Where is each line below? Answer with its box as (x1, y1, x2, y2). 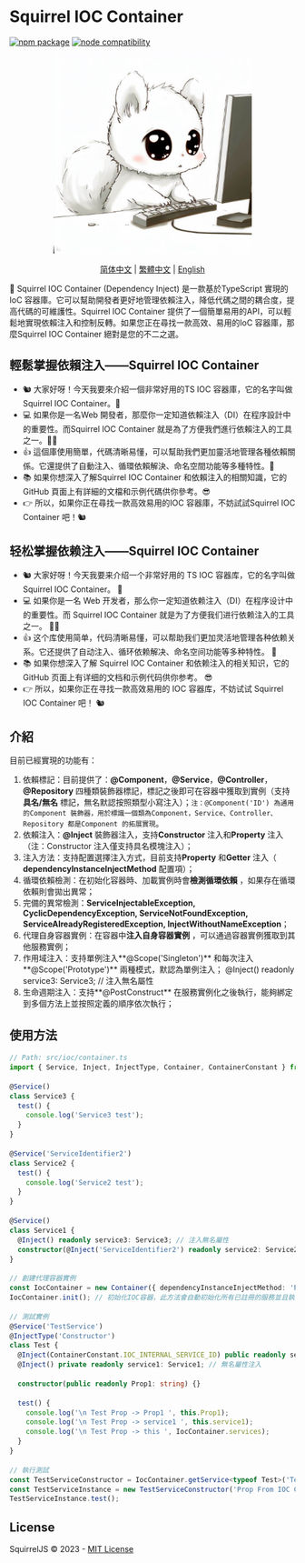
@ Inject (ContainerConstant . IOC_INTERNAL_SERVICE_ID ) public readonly (17, 1350, 286, 1360)
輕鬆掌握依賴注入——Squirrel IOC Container (9, 357, 260, 374)
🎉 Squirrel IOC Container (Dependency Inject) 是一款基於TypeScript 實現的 (9, 283, 289, 294)
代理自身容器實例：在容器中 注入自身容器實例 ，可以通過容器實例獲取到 (22, 930, 288, 941)
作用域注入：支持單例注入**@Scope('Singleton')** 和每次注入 (22, 953, 254, 964)
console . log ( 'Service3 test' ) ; (25, 1111, 144, 1120)
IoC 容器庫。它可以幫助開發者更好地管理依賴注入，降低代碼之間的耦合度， (9, 294, 288, 306)
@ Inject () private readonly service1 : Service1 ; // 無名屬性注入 (17, 1360, 261, 1369)
